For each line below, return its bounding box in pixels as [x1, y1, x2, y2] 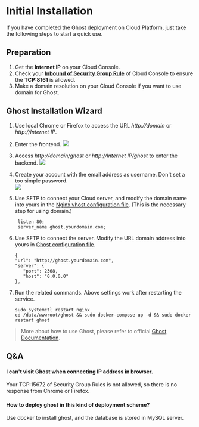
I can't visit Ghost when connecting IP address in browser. [6, 368, 154, 375]
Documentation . [20, 334, 61, 341]
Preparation [6, 48, 51, 58]
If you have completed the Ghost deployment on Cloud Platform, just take [6, 24, 186, 31]
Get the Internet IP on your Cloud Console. [14, 63, 120, 70]
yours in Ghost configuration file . [14, 240, 96, 248]
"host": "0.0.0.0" [23, 273, 69, 279]
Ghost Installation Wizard [6, 106, 102, 116]
